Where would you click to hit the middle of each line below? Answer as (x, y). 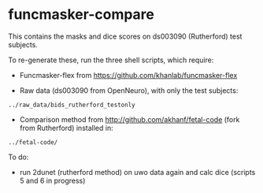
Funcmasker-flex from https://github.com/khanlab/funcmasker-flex (128, 75)
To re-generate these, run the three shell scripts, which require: (111, 60)
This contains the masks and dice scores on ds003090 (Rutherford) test (125, 36)
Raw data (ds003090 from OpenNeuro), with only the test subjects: (129, 90)
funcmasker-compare (81, 15)
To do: (19, 157)
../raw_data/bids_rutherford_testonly (72, 105)
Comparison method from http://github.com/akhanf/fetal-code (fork (130, 119)
